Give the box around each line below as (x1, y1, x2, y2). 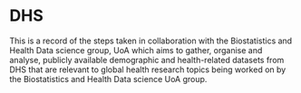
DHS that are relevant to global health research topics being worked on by (9, 64, 286, 75)
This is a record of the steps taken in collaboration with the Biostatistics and (9, 35, 293, 46)
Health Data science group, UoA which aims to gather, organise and (9, 44, 263, 55)
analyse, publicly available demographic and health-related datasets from (9, 54, 285, 65)
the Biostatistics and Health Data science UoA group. (9, 73, 208, 84)
